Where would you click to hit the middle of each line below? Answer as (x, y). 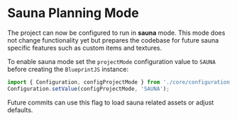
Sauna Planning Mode (73, 13)
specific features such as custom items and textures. (85, 48)
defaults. (20, 110)
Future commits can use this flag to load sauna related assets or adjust (111, 102)
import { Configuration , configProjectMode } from (84, 82)
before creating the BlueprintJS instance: (68, 69)
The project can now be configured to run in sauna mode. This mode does (116, 33)
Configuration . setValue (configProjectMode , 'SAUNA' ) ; (89, 89)
